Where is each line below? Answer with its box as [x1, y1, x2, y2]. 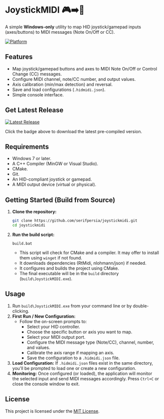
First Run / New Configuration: [12, 313, 76, 319]
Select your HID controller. [26, 324, 80, 329]
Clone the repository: [12, 209, 57, 215]
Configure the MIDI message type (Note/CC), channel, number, [26, 339, 154, 345]
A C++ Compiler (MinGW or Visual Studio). [12, 161, 98, 167]
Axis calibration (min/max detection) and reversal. [12, 81, 113, 87]
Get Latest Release [5, 106, 64, 115]
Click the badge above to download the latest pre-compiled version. [5, 128, 142, 134]
